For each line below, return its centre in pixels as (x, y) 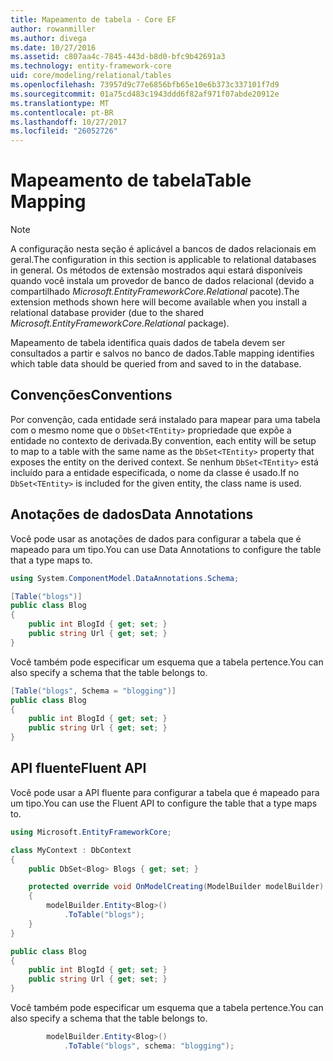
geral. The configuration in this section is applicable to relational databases (163, 260)
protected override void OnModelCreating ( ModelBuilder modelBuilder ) (176, 887)
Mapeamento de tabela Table (131, 180)
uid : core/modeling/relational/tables (91, 76)
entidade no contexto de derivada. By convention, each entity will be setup (163, 440)
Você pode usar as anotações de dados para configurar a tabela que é (156, 538)
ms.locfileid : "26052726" (64, 131)
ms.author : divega (48, 38)
